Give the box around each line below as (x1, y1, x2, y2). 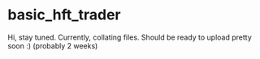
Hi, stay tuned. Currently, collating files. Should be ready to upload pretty (7, 32, 253, 42)
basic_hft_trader (7, 6, 121, 24)
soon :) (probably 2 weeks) (7, 40, 98, 50)
